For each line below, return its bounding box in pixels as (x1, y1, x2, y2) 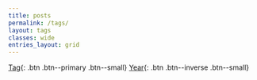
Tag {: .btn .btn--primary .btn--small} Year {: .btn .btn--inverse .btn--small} (8, 63, 250, 72)
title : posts (8, 11, 52, 20)
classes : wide (8, 33, 56, 42)
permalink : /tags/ (8, 19, 69, 27)
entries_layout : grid (8, 41, 80, 49)
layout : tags (8, 26, 52, 34)
